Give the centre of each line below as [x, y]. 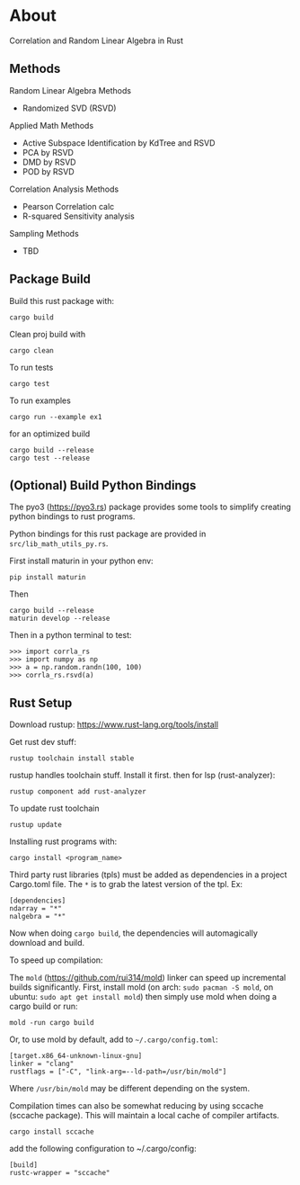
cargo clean [31, 350]
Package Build [50, 279]
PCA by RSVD [48, 152]
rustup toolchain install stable [72, 759]
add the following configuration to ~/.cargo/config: [103, 1149]
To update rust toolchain [54, 808]
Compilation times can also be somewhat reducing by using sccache [137, 1106]
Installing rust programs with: [63, 841]
